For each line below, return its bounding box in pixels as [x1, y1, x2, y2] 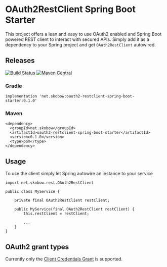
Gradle [5, 82, 22, 89]
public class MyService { [5, 189, 60, 194]
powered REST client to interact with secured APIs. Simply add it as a [5, 36, 149, 42]
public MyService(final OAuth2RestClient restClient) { [14, 207, 135, 212]
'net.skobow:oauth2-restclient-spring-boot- [39, 94, 135, 99]
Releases [5, 57, 35, 65]
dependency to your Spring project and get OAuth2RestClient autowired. [5, 41, 156, 47]
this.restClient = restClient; [23, 211, 90, 217]
